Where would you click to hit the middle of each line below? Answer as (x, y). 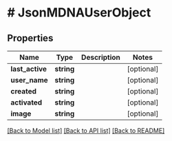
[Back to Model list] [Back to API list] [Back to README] (86, 131)
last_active (29, 69)
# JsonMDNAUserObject (79, 13)
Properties (30, 38)
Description (101, 57)
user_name (29, 80)
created (23, 91)
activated (26, 102)
